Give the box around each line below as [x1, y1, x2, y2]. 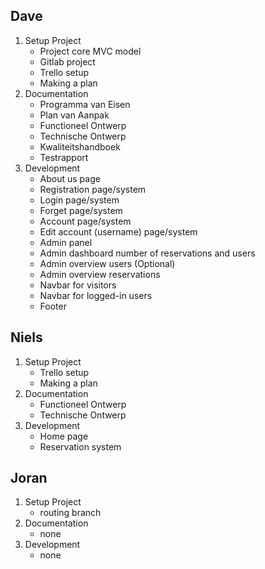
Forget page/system [39, 204, 123, 216]
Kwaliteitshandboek [39, 140, 121, 153]
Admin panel [39, 236, 93, 248]
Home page [39, 430, 89, 442]
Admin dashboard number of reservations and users [39, 247, 256, 259]
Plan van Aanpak [39, 109, 110, 121]
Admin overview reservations [39, 268, 161, 280]
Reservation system [39, 440, 122, 453]
